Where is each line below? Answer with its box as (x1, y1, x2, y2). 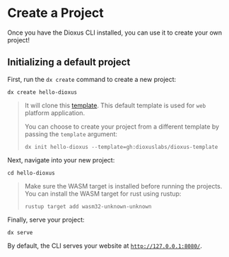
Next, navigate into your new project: (7, 155, 115, 164)
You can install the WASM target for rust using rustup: (24, 189, 182, 198)
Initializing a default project (7, 56, 131, 68)
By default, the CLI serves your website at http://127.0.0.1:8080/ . (7, 241, 203, 250)
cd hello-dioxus (7, 169, 55, 177)
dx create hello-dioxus (7, 88, 78, 96)
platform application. (24, 108, 86, 117)
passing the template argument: (24, 129, 118, 138)
